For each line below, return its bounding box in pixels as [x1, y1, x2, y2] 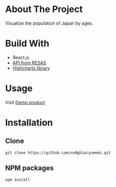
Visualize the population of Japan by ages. [5, 20, 93, 26]
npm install [5, 177, 30, 182]
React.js [12, 54, 30, 60]
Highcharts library [12, 65, 50, 71]
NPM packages [5, 164, 54, 172]
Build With [5, 38, 49, 49]
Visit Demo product [5, 99, 45, 105]
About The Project [5, 4, 83, 15]
